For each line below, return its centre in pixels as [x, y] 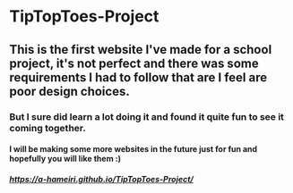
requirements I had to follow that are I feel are [138, 77]
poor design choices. [69, 91]
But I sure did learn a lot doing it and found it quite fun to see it [147, 116]
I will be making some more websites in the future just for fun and [134, 149]
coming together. [48, 128]
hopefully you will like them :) [65, 159]
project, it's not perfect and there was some [134, 63]
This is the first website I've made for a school [141, 50]
